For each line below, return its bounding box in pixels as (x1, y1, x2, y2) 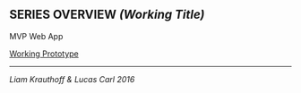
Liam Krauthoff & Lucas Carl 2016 (9, 73, 135, 84)
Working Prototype (9, 48, 79, 59)
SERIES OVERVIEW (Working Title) (9, 7, 205, 22)
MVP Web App (9, 30, 64, 41)
